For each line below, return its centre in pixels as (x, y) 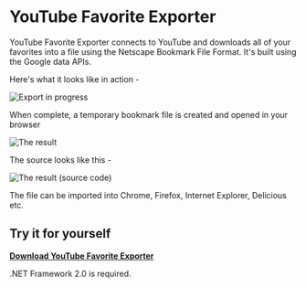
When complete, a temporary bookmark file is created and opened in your (149, 114)
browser (25, 124)
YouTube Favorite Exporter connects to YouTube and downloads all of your (150, 42)
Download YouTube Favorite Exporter (82, 256)
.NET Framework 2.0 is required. (70, 273)
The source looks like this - (61, 160)
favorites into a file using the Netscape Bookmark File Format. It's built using (153, 51)
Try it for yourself (60, 234)
